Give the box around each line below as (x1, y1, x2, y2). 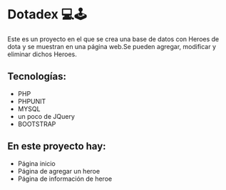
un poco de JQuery (17, 112, 75, 120)
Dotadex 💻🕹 (7, 6, 87, 23)
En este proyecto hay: (7, 140, 106, 152)
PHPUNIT (17, 97, 46, 105)
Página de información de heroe (17, 174, 113, 183)
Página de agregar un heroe (17, 167, 101, 175)
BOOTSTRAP (17, 120, 56, 128)
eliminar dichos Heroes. (7, 50, 77, 58)
